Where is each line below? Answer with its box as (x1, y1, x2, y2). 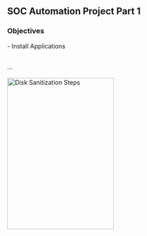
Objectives (7, 26, 45, 36)
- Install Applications (7, 41, 66, 50)
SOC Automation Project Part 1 (7, 6, 141, 17)
